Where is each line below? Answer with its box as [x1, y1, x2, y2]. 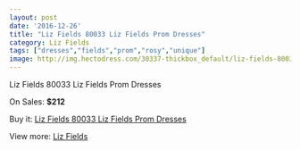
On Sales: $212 [9, 96, 65, 107]
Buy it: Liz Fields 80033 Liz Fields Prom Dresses [9, 113, 187, 124]
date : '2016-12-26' [9, 21, 82, 30]
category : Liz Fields [9, 37, 90, 47]
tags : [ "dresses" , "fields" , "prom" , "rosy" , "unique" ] [9, 46, 205, 55]
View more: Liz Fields [9, 131, 88, 141]
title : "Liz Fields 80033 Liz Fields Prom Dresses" [9, 29, 205, 38]
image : [9, 54, 34, 63]
